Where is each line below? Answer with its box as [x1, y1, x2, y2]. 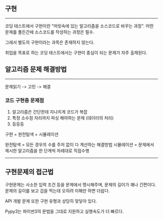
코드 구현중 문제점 [5, 97, 45, 103]
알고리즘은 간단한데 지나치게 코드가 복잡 [12, 109, 88, 115]
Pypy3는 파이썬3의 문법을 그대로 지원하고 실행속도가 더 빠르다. [5, 208, 124, 214]
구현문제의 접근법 [5, 168, 54, 176]
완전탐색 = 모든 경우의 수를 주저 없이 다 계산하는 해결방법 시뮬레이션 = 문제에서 [5, 141, 154, 147]
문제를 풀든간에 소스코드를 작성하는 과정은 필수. [5, 29, 95, 35]
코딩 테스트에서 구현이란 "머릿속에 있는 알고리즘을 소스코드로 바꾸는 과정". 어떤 [5, 23, 154, 29]
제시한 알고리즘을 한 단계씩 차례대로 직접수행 [5, 148, 90, 153]
